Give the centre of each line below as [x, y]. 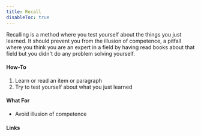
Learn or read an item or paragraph [58, 80]
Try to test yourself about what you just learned [73, 87]
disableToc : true [28, 17]
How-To [16, 67]
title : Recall [24, 12]
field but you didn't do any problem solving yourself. [70, 53]
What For [18, 101]
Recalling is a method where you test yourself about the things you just [94, 34]
